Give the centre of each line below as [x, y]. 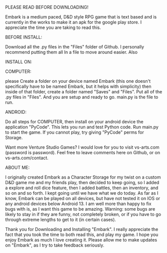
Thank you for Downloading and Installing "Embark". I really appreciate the [82, 229]
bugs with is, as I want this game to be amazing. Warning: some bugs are [80, 209]
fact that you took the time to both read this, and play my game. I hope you [82, 235]
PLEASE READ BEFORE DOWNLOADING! [47, 7]
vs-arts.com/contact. [27, 158]
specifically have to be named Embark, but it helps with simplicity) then [78, 86]
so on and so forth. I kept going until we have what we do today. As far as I [82, 193]
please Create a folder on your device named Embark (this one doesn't [78, 81]
